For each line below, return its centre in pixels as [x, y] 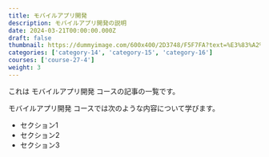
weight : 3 [25, 68]
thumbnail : [26, 45]
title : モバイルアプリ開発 [48, 16]
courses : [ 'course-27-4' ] [51, 61]
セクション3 [40, 145]
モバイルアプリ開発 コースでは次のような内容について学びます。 [114, 108]
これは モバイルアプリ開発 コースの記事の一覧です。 [94, 91]
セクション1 [39, 125]
